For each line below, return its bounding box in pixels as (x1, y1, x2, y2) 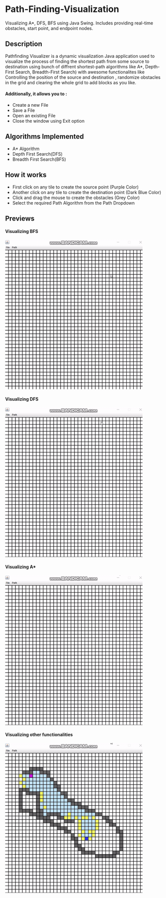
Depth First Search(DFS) (12, 151, 63, 157)
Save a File (12, 107, 35, 113)
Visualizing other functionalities (5, 732, 73, 738)
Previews (5, 214, 35, 223)
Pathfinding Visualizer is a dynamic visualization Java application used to (5, 53, 155, 59)
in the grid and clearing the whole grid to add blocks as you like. (5, 79, 137, 85)
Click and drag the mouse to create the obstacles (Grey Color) (12, 195, 140, 201)
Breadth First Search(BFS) (12, 156, 66, 162)
